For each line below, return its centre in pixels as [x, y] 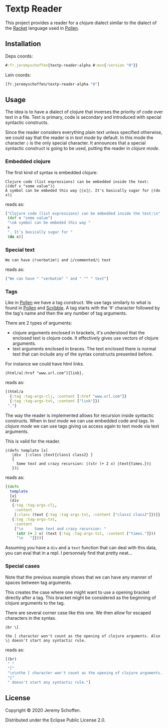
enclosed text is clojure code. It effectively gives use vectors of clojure [86, 338]
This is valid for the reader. [33, 441]
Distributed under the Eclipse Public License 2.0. [55, 720]
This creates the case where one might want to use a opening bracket [77, 592]
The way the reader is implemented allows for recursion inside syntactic [79, 415]
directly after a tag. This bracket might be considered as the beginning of [81, 598]
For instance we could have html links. [45, 364]
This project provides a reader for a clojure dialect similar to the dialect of [81, 23]
